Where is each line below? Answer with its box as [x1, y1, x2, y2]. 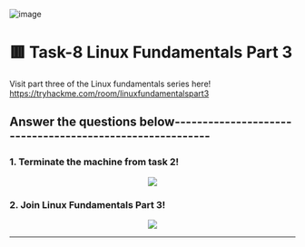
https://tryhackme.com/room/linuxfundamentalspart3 [9, 87, 210, 99]
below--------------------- [139, 114, 292, 130]
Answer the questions [9, 114, 138, 130]
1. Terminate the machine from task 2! [9, 155, 180, 168]
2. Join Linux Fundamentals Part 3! [9, 198, 166, 211]
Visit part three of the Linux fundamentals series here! [9, 78, 212, 89]
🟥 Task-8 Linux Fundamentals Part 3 [9, 42, 293, 63]
